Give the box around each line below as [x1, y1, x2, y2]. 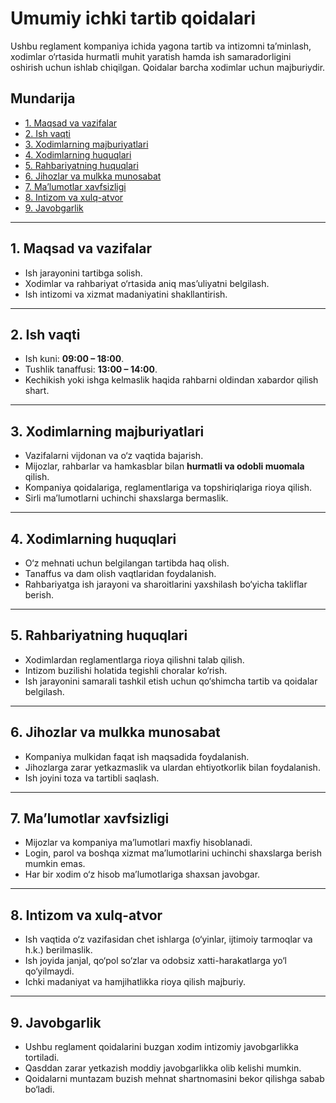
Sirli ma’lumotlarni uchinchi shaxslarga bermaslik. [24, 492, 229, 504]
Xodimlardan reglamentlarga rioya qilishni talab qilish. [24, 653, 245, 666]
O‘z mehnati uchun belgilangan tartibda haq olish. [24, 557, 230, 569]
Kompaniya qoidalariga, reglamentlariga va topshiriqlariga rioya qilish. [24, 482, 312, 494]
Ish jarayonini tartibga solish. [24, 267, 143, 279]
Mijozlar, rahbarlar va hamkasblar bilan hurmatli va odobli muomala [24, 460, 305, 472]
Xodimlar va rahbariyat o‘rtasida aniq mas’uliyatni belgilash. [24, 277, 270, 289]
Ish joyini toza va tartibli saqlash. [24, 772, 160, 784]
